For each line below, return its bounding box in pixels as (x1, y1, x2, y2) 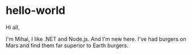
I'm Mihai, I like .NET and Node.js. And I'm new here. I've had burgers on (5, 35, 187, 42)
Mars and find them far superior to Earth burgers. (5, 42, 128, 49)
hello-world (5, 4, 66, 18)
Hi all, (5, 24, 20, 31)
